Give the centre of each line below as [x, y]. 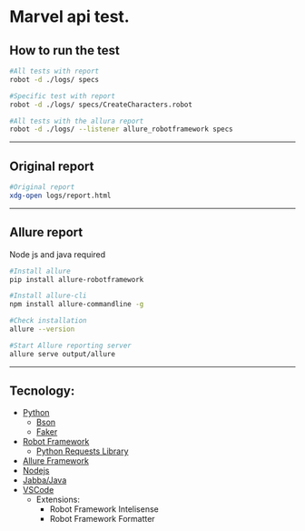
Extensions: [58, 500]
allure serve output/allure [63, 354]
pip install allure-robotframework [77, 279]
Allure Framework [55, 461]
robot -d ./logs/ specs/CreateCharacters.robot [101, 105]
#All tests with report [54, 71]
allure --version [42, 329]
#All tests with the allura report [77, 121]
